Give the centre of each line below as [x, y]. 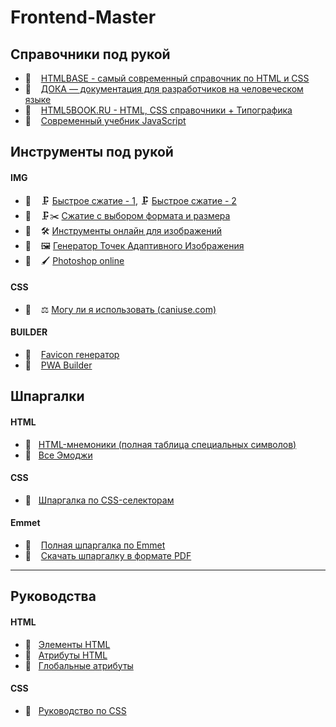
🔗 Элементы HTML [67, 644]
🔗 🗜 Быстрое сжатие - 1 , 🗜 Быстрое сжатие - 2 [130, 200]
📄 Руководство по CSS [75, 710]
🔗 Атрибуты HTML [66, 655]
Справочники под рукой [90, 54]
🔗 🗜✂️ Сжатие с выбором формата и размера [127, 215]
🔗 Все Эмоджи [58, 455]
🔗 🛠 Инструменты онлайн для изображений [123, 230]
